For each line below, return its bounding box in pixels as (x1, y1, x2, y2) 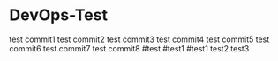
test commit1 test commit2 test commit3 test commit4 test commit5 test (9, 34, 270, 44)
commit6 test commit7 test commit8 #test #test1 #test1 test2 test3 (9, 43, 250, 53)
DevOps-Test (9, 5, 109, 25)
